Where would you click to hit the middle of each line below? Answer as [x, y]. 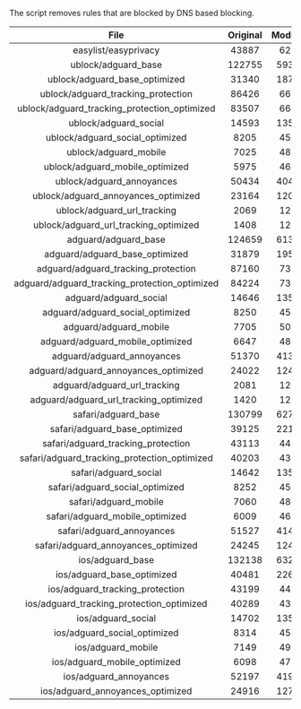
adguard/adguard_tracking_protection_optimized [116, 283]
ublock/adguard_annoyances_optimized [116, 196]
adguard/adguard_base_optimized [116, 254]
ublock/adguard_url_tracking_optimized [116, 225]
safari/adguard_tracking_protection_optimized [116, 458]
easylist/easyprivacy [116, 50]
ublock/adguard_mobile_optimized [116, 167]
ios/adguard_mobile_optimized [116, 662]
